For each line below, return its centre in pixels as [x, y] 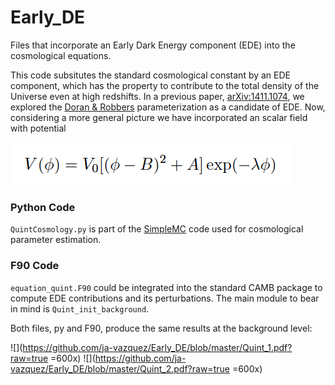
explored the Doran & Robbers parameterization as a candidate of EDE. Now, [168, 107]
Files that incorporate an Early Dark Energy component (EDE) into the [153, 45]
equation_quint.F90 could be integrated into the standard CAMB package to [166, 287]
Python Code [43, 207]
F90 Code [35, 266]
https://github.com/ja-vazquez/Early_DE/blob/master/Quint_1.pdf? [157, 347]
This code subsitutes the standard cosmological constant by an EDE [151, 75]
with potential [38, 128]
